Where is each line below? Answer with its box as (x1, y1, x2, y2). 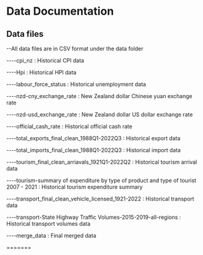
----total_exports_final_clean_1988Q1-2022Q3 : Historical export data (6, 135, 181, 142)
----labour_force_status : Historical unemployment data (6, 81, 146, 88)
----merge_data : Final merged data (6, 232, 96, 239)
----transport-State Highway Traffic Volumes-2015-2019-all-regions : (6, 213, 182, 221)
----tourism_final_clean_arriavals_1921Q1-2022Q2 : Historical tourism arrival (6, 158, 197, 166)
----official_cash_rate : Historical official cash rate (6, 123, 133, 130)
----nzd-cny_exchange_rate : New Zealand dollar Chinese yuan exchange (6, 93, 193, 99)
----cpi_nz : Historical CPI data (6, 57, 85, 64)
